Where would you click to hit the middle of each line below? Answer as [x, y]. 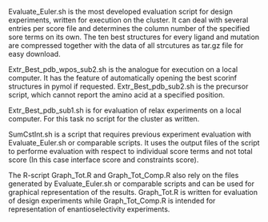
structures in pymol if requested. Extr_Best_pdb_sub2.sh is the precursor [128, 86]
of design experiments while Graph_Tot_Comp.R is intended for [112, 200]
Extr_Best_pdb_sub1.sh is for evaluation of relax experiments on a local [125, 110]
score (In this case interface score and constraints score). [104, 160]
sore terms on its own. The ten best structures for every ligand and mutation [134, 37]
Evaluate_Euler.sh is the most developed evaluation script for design [121, 12]
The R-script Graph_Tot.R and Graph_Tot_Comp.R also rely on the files [124, 175]
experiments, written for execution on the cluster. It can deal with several [128, 20]
